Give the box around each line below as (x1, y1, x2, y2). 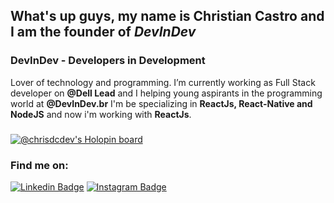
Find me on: (10, 158, 69, 172)
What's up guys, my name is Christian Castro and (10, 8, 325, 25)
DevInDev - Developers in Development (10, 54, 206, 68)
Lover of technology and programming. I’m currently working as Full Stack (10, 76, 316, 88)
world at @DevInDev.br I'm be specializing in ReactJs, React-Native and (10, 97, 313, 109)
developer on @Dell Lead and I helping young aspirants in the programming (10, 87, 323, 99)
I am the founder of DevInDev (10, 24, 197, 41)
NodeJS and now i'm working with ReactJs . (10, 108, 192, 120)
